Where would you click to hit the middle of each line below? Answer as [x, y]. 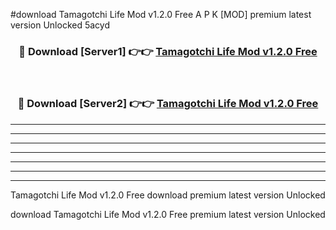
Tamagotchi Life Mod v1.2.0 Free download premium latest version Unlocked [168, 195]
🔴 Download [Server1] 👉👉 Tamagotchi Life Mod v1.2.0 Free [168, 51]
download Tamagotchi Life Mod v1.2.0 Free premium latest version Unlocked [168, 214]
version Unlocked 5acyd [60, 25]
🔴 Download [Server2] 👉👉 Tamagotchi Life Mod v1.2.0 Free [168, 104]
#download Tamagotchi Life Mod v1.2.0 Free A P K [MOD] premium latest [161, 14]
